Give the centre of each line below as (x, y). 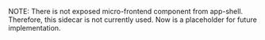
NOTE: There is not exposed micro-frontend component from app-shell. (126, 11)
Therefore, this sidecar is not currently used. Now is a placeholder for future (133, 20)
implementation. (35, 28)
